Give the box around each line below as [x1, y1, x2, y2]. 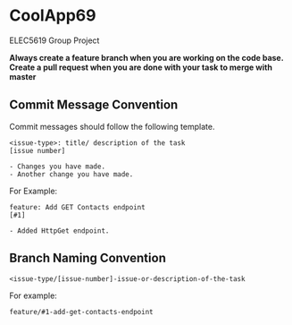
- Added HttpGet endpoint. [9, 226, 110, 235]
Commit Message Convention [9, 98, 179, 113]
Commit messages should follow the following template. [9, 121, 215, 132]
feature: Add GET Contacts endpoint [9, 202, 146, 211]
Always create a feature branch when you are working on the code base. [9, 52, 284, 63]
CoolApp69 [9, 5, 96, 26]
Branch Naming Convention [9, 251, 167, 266]
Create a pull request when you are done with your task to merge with [9, 62, 272, 73]
